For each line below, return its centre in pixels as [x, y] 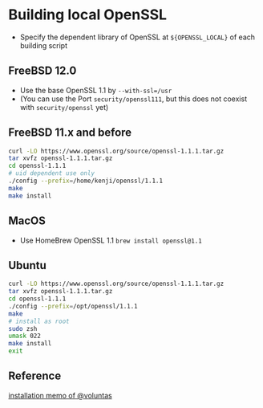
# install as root [39, 321]
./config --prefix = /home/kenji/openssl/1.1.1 [85, 181]
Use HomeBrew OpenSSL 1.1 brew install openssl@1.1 [111, 240]
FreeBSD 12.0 [42, 71]
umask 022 [25, 336]
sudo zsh [23, 328]
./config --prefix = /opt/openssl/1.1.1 [73, 306]
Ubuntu [27, 265]
